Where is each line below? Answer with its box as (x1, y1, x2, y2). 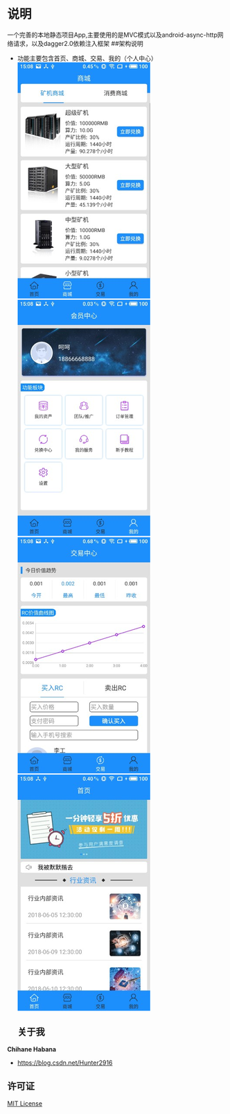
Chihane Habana (7, 1045, 57, 1053)
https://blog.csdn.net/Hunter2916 (17, 1058, 113, 1067)
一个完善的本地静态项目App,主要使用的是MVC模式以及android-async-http (7, 31, 218, 39)
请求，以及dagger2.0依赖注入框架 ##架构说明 (12, 39, 143, 47)
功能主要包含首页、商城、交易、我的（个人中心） (17, 53, 157, 63)
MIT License (7, 1099, 43, 1108)
